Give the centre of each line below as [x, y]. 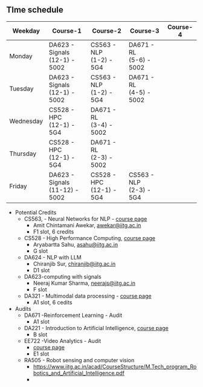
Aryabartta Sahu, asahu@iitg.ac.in [76, 244]
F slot [40, 289]
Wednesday [26, 121]
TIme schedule [35, 10]
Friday [18, 186]
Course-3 [144, 31]
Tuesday [21, 88]
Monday [21, 56]
